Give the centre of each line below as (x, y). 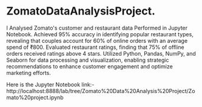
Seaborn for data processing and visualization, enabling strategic (88, 60)
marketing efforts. (29, 73)
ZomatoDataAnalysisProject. (81, 11)
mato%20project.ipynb (35, 97)
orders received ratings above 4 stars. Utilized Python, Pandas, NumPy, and (101, 53)
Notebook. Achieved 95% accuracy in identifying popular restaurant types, (100, 34)
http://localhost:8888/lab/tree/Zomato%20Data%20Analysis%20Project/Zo (101, 91)
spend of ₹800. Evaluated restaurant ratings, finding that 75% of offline (95, 47)
